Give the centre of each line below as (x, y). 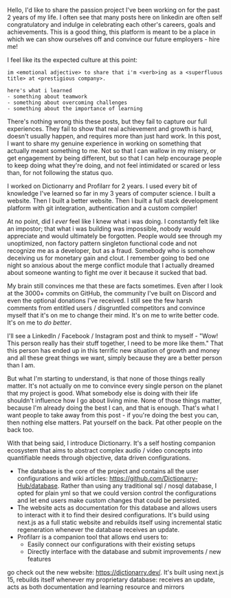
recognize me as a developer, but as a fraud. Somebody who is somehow (111, 250)
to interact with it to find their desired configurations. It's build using (113, 515)
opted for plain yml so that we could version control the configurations (117, 493)
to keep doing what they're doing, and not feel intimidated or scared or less (114, 165)
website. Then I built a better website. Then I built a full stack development (113, 200)
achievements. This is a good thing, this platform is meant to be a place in (111, 32)
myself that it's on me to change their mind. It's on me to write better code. (113, 315)
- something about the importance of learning (75, 109)
